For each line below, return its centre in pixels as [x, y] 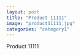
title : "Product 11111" [37, 18]
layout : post [23, 12]
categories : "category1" [38, 29]
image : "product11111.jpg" [41, 23]
